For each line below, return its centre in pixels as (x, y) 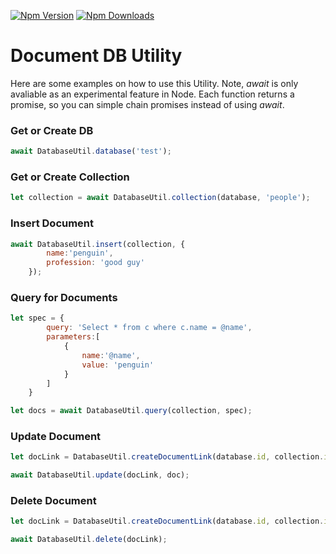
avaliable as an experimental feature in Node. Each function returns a (152, 94)
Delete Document (53, 501)
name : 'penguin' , (80, 253)
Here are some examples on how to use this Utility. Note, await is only (154, 83)
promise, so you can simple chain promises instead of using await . (147, 104)
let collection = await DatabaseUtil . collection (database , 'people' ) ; (160, 198)
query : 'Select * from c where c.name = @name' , (149, 328)
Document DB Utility (96, 56)
